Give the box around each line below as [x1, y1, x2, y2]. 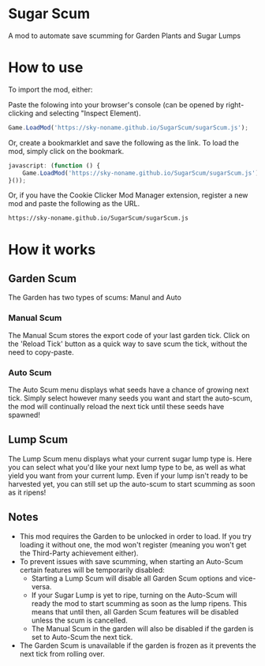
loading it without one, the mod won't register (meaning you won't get [19, 540, 247, 549]
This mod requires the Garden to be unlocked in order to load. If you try [19, 531, 252, 541]
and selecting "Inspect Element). [35, 108, 141, 118]
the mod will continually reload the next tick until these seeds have [8, 401, 225, 411]
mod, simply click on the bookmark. [8, 146, 125, 156]
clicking [8, 108, 34, 118]
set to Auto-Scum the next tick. [31, 632, 133, 642]
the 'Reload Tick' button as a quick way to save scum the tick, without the [8, 339, 248, 348]
